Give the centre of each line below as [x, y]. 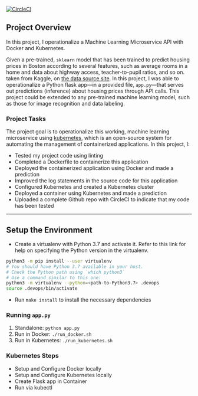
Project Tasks [26, 119]
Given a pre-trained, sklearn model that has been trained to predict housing [98, 60]
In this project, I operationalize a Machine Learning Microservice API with [95, 42]
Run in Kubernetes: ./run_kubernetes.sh [64, 341]
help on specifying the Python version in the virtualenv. [82, 250]
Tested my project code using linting [59, 156]
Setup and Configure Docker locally [58, 368]
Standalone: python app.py [47, 328]
